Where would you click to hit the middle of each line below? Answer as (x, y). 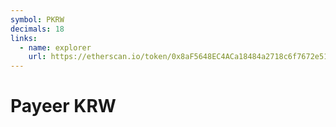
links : (24, 38)
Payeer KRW (63, 106)
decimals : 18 (37, 29)
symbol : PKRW (37, 19)
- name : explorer (55, 47)
